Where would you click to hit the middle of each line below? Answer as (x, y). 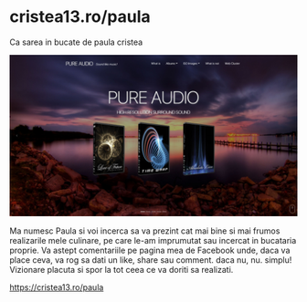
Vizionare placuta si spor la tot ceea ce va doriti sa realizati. (122, 270)
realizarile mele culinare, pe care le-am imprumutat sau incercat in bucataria (153, 241)
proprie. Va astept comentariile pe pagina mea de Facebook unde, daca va (150, 250)
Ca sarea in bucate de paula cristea (76, 42)
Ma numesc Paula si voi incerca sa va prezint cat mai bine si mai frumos (145, 231)
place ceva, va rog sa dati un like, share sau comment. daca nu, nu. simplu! (151, 260)
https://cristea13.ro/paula (57, 287)
